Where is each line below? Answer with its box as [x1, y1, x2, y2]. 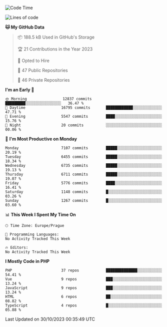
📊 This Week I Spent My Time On [5, 212, 76, 217]
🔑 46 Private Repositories [17, 77, 70, 83]
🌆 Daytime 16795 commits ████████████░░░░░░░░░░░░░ [5, 105, 162, 110]
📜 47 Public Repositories [17, 68, 68, 73]
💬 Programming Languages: [5, 232, 59, 237]
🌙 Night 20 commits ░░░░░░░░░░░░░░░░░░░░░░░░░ [5, 123, 162, 128]
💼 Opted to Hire [17, 58, 50, 64]
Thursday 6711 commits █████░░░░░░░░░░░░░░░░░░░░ [5, 172, 162, 177]
